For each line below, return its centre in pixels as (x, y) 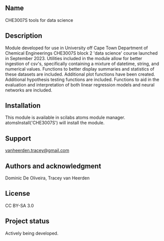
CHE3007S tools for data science (39, 20)
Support (18, 138)
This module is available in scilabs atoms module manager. (65, 118)
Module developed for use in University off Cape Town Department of (77, 48)
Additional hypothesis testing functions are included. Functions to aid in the (82, 80)
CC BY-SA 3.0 (19, 205)
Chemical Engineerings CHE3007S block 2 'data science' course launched (82, 53)
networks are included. (29, 90)
